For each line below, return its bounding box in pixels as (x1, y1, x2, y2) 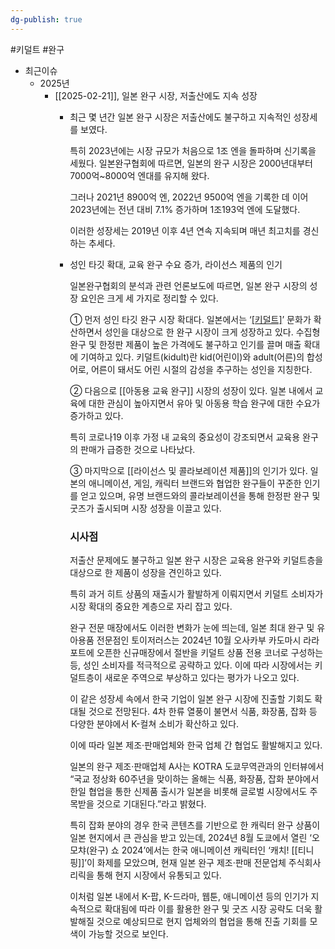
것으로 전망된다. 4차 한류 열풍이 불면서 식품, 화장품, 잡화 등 (88, 705, 318, 717)
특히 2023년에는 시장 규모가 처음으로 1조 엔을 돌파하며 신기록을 (69, 144, 317, 156)
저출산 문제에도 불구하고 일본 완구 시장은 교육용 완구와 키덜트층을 (69, 554, 324, 566)
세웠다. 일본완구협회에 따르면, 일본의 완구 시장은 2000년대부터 (69, 157, 313, 169)
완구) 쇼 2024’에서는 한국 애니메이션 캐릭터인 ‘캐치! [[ (89, 844, 298, 856)
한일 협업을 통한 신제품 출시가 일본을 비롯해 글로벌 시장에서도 (69, 785, 308, 797)
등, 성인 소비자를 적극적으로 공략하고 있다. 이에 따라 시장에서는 (69, 659, 313, 671)
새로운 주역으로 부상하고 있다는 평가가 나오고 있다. (104, 671, 300, 683)
